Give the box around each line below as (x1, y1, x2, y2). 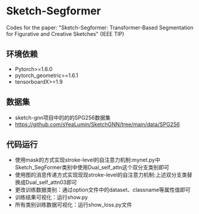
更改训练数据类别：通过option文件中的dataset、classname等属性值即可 (14, 187, 191, 194)
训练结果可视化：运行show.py (14, 194, 88, 201)
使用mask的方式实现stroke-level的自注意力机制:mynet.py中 (14, 157, 160, 164)
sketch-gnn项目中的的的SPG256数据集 (14, 114, 111, 121)
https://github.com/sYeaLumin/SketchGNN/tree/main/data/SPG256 (14, 121, 180, 128)
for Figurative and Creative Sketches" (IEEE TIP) (6, 30, 124, 37)
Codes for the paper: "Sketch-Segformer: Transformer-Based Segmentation (6, 24, 194, 31)
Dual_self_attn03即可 (25, 179, 77, 186)
